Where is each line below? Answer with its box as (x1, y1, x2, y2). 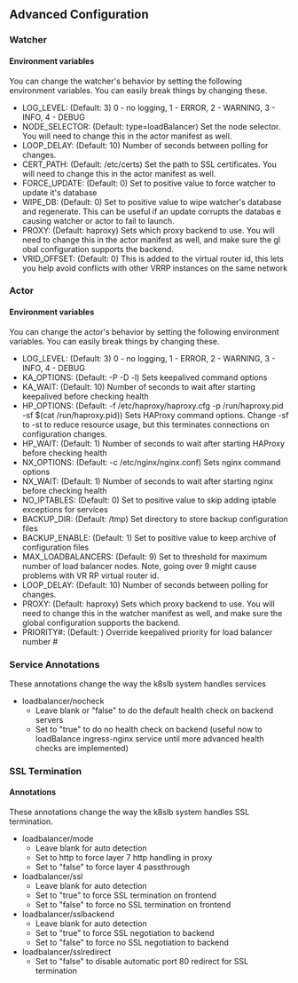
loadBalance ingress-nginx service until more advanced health (35, 733, 264, 744)
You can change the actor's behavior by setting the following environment (9, 326, 279, 337)
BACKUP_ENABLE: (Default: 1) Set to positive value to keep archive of (21, 532, 277, 543)
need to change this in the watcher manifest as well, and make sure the (21, 607, 283, 618)
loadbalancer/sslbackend (21, 909, 115, 920)
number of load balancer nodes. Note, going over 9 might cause (21, 560, 257, 571)
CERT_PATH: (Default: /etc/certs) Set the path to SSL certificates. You (21, 159, 278, 170)
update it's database (21, 186, 98, 198)
